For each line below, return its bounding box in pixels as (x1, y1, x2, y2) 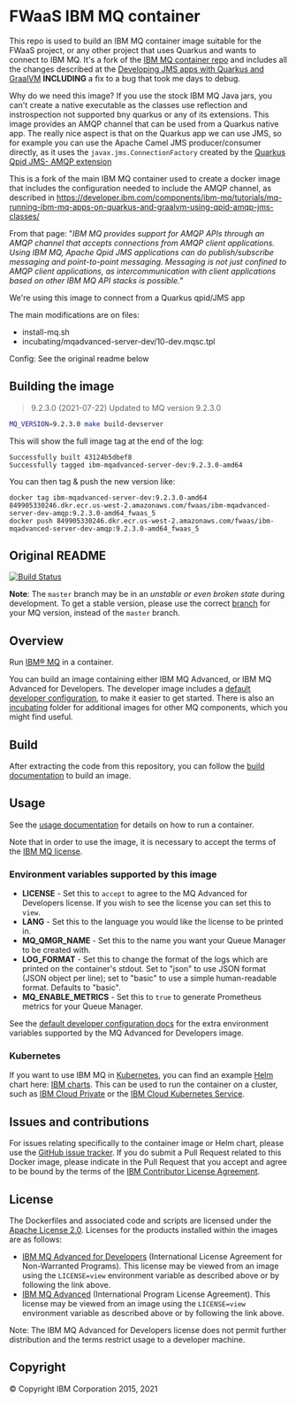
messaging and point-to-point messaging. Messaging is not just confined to (9, 256, 287, 267)
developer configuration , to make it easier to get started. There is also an (9, 693, 275, 703)
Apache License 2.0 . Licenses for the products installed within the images (9, 1225, 278, 1236)
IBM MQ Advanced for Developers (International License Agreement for (21, 1252, 283, 1262)
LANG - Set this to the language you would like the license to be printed (21, 917, 284, 927)
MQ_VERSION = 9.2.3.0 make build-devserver (9, 419, 164, 429)
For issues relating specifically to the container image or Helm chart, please (9, 1138, 285, 1149)
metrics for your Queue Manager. (21, 1001, 144, 1012)
